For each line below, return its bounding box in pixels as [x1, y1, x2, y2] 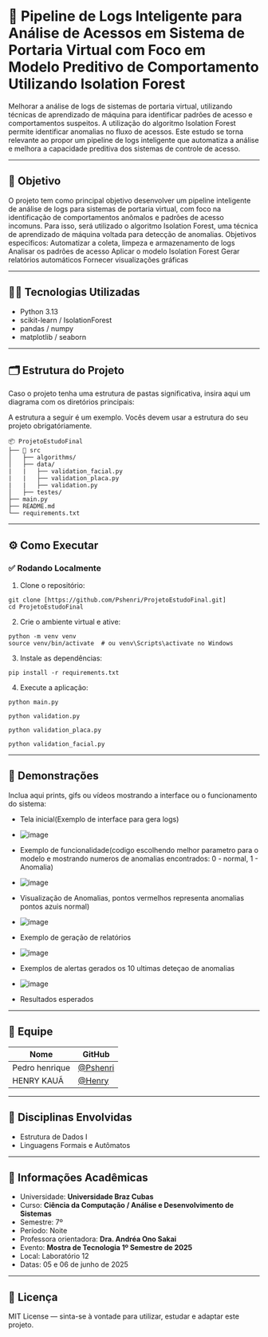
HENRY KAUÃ [12, 1075, 64, 1086]
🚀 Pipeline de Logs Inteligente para [8, 7, 242, 26]
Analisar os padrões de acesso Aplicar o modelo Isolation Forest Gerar [8, 246, 240, 256]
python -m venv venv [8, 633, 77, 641]
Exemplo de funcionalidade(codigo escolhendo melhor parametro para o [19, 845, 259, 854]
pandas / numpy [19, 323, 74, 333]
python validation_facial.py [8, 740, 105, 748]
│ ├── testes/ [8, 488, 62, 497]
